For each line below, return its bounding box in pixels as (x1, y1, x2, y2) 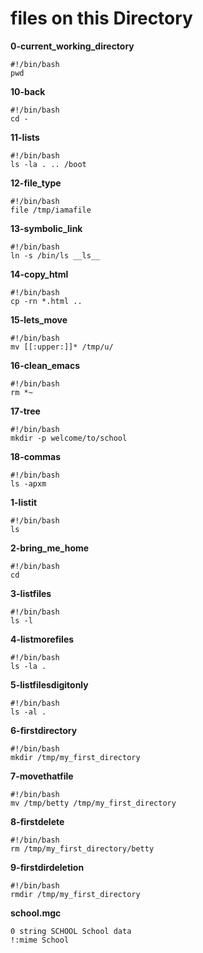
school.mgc (10, 907, 62, 919)
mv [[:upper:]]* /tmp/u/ (10, 342, 114, 352)
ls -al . (10, 707, 47, 717)
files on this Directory (10, 7, 193, 30)
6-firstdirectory (10, 724, 78, 736)
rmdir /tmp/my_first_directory (10, 889, 141, 899)
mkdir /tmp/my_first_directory (10, 752, 141, 762)
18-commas (10, 450, 62, 462)
